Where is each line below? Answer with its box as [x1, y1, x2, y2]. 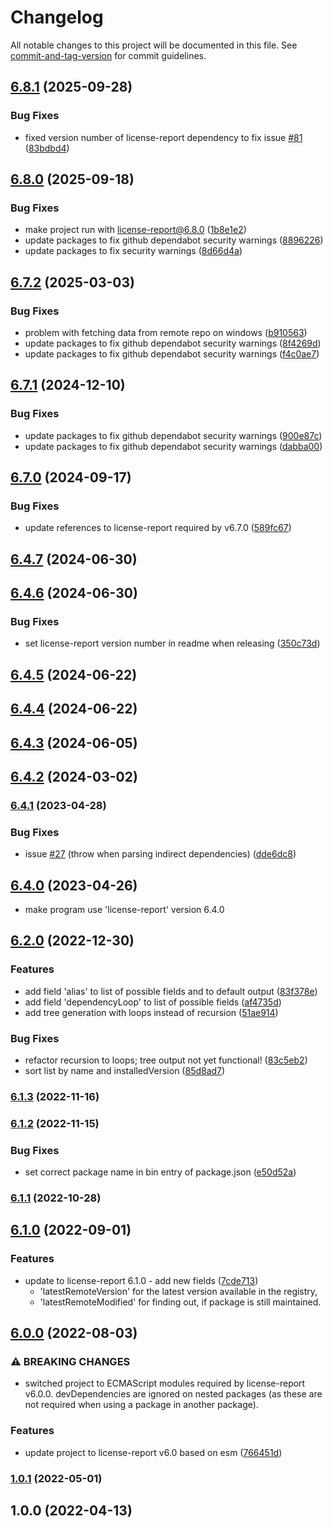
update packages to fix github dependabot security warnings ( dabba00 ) [24, 440, 323, 452]
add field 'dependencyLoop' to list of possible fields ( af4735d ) [24, 996, 282, 1008]
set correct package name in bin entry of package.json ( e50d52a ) [24, 1166, 297, 1178]
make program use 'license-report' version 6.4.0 [24, 904, 225, 916]
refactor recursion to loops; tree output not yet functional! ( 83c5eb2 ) [24, 1054, 308, 1066]
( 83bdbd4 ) [24, 142, 70, 154]
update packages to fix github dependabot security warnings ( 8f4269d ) [24, 337, 322, 349]
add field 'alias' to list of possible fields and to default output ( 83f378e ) [24, 985, 318, 997]
